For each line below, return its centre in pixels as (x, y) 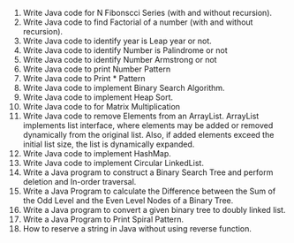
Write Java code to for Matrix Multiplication (101, 106)
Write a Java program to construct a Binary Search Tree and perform (148, 172)
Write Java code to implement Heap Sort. (98, 97)
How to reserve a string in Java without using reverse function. (137, 228)
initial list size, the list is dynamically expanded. (109, 144)
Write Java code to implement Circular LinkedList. (113, 163)
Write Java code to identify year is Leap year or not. (117, 41)
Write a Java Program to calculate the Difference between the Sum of (149, 191)
